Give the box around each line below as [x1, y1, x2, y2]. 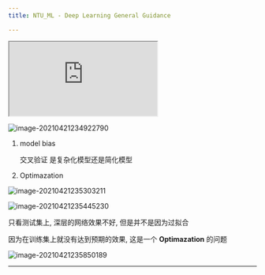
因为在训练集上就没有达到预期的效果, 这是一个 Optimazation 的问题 [8, 234, 227, 243]
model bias [19, 138, 56, 148]
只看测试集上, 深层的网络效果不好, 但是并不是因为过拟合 [8, 217, 189, 227]
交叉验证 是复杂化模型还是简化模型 [19, 155, 132, 164]
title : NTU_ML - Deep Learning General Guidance [8, 11, 171, 20]
